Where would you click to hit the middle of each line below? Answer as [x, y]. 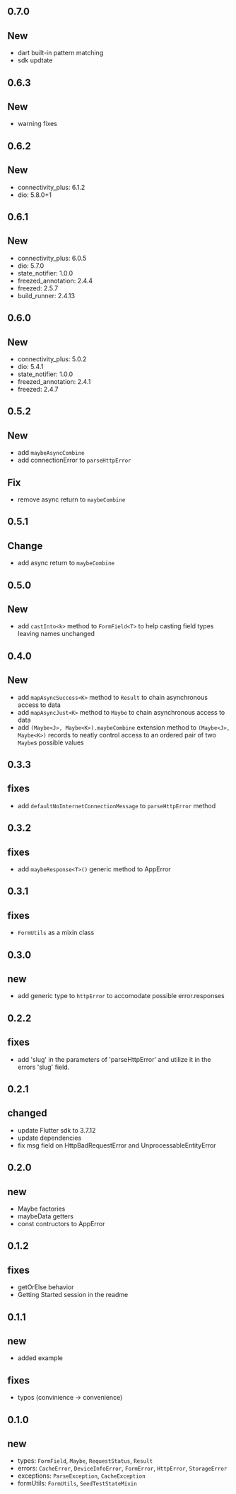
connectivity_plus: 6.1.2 [51, 187]
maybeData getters [46, 1216]
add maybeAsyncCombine [51, 453]
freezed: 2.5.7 [38, 288]
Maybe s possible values [51, 742]
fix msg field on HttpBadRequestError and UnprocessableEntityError [117, 1145]
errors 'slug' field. [43, 1067]
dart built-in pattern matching [60, 53]
